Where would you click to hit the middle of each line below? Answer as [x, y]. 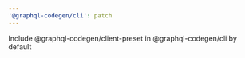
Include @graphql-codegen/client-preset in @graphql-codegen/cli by [123, 38]
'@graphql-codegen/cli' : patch [60, 15]
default [20, 46]
